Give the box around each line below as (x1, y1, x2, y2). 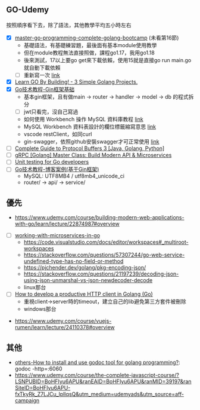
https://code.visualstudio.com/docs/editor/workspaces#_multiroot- (23, 238, 189, 246)
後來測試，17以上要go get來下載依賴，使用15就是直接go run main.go (23, 56, 192, 63)
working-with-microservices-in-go (14, 232, 100, 239)
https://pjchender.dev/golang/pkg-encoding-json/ (23, 264, 146, 271)
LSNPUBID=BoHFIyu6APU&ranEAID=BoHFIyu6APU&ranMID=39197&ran (14, 378, 192, 385)
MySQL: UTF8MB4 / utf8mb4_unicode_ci (23, 173, 125, 180)
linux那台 (23, 284, 46, 291)
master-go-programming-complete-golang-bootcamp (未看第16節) (14, 34, 179, 41)
